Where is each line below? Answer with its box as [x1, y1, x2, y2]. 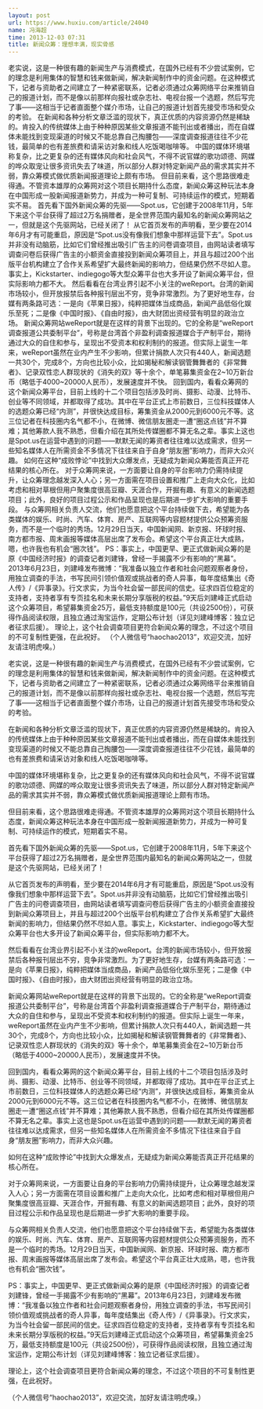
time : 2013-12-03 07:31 [8, 33, 86, 42]
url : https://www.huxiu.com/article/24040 [8, 19, 149, 27]
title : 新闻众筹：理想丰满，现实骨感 [8, 41, 115, 49]
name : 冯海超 [8, 26, 47, 34]
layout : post [8, 11, 51, 20]
